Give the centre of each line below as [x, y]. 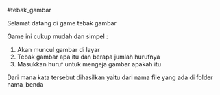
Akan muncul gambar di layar [58, 50]
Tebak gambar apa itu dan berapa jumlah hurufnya [88, 57]
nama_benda [25, 84]
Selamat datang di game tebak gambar [62, 23]
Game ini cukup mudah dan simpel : [58, 36]
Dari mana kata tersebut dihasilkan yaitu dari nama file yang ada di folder [110, 77]
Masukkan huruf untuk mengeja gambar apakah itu [89, 64]
